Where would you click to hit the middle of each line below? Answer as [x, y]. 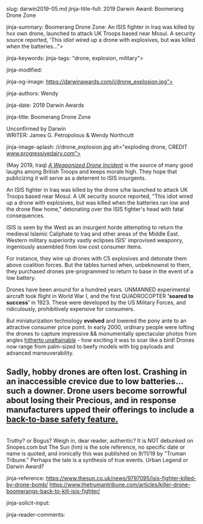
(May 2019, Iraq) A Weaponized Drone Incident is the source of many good [100, 165]
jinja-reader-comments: [36, 514]
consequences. [26, 216]
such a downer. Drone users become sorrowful [97, 391]
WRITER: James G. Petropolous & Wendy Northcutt [70, 135]
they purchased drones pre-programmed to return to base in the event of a [100, 271]
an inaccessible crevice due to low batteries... [95, 382]
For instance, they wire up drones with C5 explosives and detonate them [97, 258]
